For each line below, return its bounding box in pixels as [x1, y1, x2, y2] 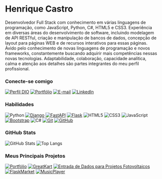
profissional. [5, 65, 30, 71]
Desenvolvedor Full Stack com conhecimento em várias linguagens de [5, 19, 146, 25]
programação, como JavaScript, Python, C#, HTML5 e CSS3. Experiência [5, 24, 152, 30]
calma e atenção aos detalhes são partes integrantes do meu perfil [5, 61, 140, 66]
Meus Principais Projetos [5, 152, 66, 159]
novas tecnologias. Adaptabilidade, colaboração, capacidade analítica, [5, 55, 147, 61]
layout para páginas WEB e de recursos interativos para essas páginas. [5, 40, 147, 46]
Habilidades [5, 101, 34, 108]
